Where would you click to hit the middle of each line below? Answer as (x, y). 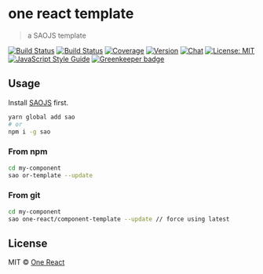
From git (24, 195)
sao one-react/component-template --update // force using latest (119, 219)
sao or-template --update (50, 175)
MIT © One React (37, 262)
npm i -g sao (29, 132)
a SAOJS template (57, 35)
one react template (71, 14)
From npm (28, 152)
